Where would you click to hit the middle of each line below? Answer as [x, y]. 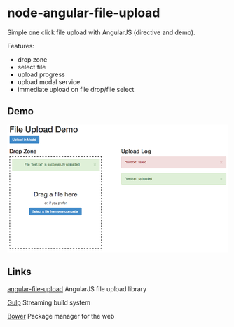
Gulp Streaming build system [49, 302]
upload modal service [49, 81]
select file [32, 67]
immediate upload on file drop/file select [76, 89]
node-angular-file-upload [84, 13]
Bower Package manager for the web [61, 316]
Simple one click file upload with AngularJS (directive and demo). [101, 32]
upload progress [41, 74]
